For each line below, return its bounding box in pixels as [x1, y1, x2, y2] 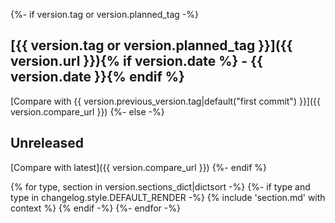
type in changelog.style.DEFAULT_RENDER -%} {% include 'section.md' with [10, 191, 326, 203]
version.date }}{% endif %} [10, 69, 185, 86]
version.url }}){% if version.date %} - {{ [10, 53, 263, 70]
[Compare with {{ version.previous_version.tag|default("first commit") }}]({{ [10, 95, 322, 107]
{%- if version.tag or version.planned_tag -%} [10, 9, 199, 20]
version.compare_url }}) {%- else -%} [10, 105, 165, 118]
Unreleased [10, 135, 85, 152]
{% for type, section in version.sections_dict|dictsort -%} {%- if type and [10, 180, 311, 193]
